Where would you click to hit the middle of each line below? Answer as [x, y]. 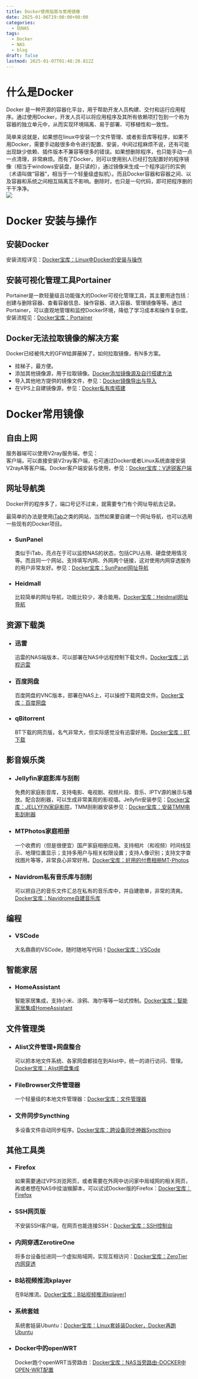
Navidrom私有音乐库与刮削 [53, 877]
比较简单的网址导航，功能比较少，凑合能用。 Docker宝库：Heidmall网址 [101, 597]
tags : [13, 34]
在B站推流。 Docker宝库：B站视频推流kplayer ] [70, 1294]
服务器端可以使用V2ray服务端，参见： [52, 454]
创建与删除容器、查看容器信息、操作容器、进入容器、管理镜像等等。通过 [94, 303]
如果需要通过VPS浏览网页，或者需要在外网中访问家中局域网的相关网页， [103, 1181]
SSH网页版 [30, 1212]
